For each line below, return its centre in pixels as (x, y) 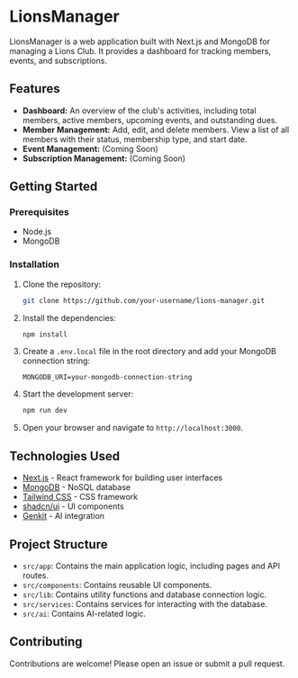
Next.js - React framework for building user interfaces (122, 477)
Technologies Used (64, 456)
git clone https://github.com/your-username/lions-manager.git (144, 300)
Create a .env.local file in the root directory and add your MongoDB (149, 352)
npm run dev (45, 411)
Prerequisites (39, 212)
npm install (45, 335)
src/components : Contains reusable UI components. (117, 584)
